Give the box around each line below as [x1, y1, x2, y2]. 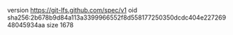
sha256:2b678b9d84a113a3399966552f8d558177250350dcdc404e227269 [7, 13, 226, 22]
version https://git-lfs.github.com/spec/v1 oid [7, 6, 138, 14]
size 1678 [46, 21, 74, 29]
